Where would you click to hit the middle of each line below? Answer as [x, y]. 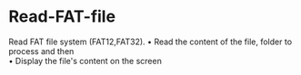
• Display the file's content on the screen [85, 61]
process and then [41, 51]
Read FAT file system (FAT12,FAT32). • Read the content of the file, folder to [150, 42]
